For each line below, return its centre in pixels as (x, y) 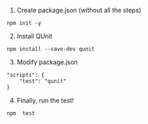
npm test (21, 113)
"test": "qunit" (43, 81)
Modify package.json (47, 62)
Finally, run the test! (45, 100)
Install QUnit (34, 36)
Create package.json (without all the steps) (79, 10)
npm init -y (24, 23)
